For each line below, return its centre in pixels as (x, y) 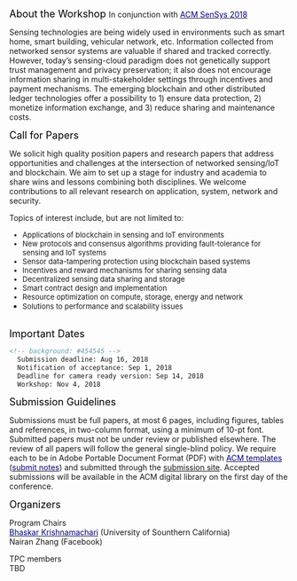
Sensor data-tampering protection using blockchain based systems (136, 261)
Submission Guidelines (63, 402)
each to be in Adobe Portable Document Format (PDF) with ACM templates (146, 458)
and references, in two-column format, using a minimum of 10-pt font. (137, 430)
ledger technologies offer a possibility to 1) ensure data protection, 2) (135, 98)
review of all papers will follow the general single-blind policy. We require (143, 449)
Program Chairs (38, 523)
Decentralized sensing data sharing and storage (103, 279)
